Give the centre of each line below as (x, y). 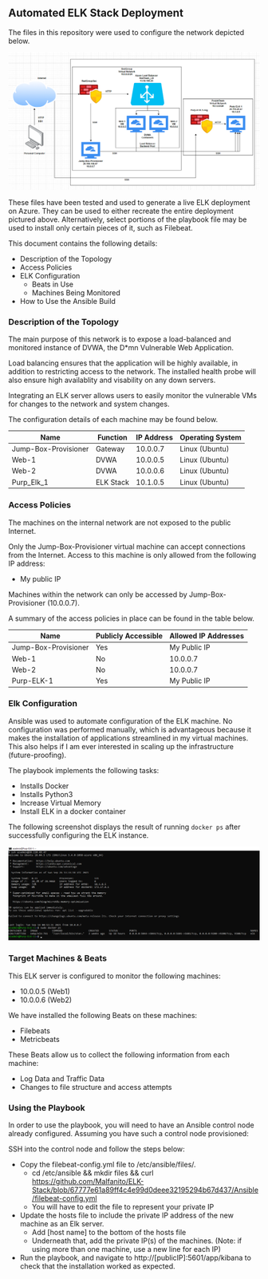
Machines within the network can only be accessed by (98, 594)
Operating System (211, 437)
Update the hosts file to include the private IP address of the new (126, 1215)
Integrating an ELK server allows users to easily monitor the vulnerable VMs (133, 396)
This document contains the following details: (83, 243)
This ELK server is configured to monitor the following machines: (114, 976)
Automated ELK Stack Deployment (96, 13)
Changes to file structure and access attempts (96, 1087)
